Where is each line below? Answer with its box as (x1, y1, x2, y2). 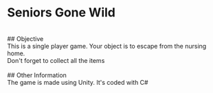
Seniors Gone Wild (7, 5, 115, 21)
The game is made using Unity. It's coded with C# (7, 78, 149, 86)
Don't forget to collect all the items (7, 56, 105, 64)
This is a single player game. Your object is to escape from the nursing (7, 42, 207, 50)
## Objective (7, 34, 44, 42)
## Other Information (7, 70, 67, 79)
